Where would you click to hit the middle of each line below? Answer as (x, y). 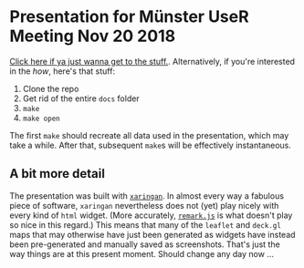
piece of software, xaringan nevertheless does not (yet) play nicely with (144, 205)
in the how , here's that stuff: (63, 71)
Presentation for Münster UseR (129, 17)
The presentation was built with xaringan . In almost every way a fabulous (147, 196)
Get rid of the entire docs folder (81, 98)
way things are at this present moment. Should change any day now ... (142, 253)
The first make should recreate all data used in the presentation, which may (149, 135)
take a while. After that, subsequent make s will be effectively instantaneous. (151, 145)
